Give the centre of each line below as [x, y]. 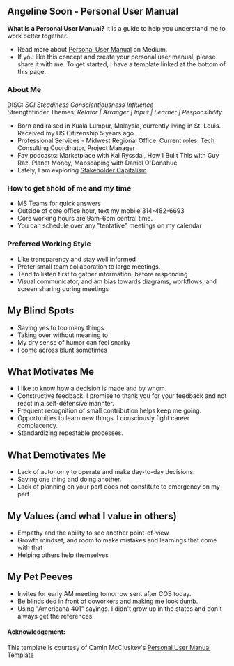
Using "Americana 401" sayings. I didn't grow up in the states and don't [119, 608]
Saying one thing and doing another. [69, 479]
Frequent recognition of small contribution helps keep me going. [109, 410]
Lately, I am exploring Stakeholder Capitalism [82, 170]
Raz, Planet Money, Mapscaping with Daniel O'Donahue [97, 163]
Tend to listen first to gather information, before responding [102, 274]
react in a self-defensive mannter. [66, 404]
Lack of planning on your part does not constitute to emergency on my [119, 487]
